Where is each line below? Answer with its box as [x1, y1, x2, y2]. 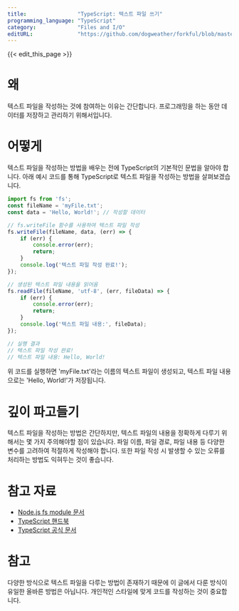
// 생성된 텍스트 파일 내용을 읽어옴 [7, 281, 98, 288]
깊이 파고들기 [7, 404, 80, 420]
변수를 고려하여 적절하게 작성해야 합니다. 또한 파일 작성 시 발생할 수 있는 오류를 [7, 446, 225, 455]
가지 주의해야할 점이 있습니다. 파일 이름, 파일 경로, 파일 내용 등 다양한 [33, 438, 225, 446]
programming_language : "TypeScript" [7, 17, 116, 24]
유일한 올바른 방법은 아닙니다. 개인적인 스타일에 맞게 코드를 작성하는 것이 [7, 587, 208, 596]
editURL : [7, 30, 33, 38]
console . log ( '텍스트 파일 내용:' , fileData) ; [20, 321, 147, 328]
